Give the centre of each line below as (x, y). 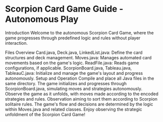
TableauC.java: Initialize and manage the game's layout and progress (74, 73)
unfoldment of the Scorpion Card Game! (45, 114)
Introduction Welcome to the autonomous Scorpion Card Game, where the (80, 33)
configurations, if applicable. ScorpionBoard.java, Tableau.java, (69, 68)
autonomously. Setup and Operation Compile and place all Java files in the (80, 78)
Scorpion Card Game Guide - (64, 9)
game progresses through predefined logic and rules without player (73, 38)
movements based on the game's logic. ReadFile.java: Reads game (72, 63)
